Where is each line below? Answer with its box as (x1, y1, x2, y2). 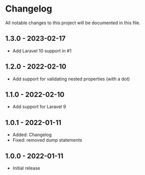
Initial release (12, 165, 40, 171)
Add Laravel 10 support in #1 (12, 47, 72, 53)
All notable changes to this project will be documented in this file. (5, 20, 141, 26)
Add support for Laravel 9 (12, 104, 66, 110)
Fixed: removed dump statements (12, 137, 82, 143)
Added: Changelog (12, 132, 52, 138)
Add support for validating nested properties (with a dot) (12, 76, 130, 82)
